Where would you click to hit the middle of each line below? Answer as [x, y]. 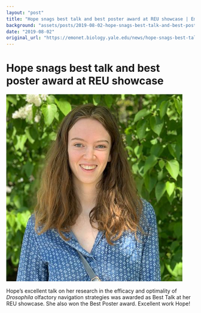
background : [21, 25]
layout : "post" [25, 13]
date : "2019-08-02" [31, 32]
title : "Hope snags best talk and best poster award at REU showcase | [97, 19]
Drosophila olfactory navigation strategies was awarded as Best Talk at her [99, 297]
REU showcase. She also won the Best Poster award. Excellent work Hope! [98, 304]
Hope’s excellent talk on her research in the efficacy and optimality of [92, 291]
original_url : [24, 38]
